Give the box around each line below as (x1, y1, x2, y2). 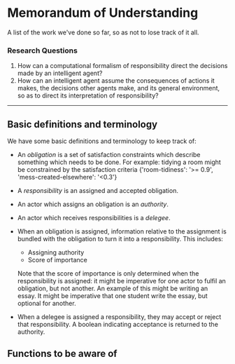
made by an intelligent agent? (17, 69, 103, 78)
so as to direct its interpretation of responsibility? (17, 91, 159, 100)
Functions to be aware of (7, 348, 117, 360)
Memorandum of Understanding (7, 5, 199, 21)
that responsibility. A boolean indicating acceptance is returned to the (17, 321, 219, 329)
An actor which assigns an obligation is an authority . (17, 200, 169, 208)
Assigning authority (27, 248, 85, 257)
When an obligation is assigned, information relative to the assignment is (17, 227, 227, 236)
